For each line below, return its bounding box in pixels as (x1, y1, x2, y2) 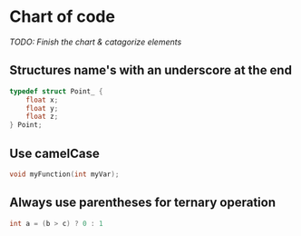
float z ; (25, 112, 59, 122)
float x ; (25, 95, 59, 104)
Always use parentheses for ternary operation (9, 195, 277, 211)
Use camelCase (9, 145, 100, 161)
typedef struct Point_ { (9, 86, 103, 96)
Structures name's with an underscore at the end (9, 63, 293, 78)
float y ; (25, 103, 59, 113)
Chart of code (9, 6, 116, 27)
